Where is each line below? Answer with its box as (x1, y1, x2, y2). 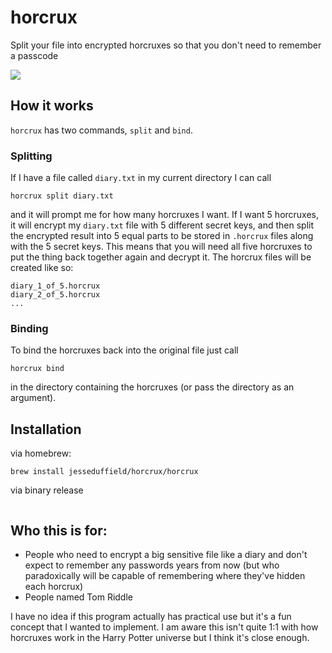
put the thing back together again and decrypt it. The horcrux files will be (10, 251, 312, 263)
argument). (10, 392, 57, 404)
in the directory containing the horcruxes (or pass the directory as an (10, 381, 295, 393)
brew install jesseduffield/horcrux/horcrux (10, 467, 199, 477)
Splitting (10, 149, 53, 163)
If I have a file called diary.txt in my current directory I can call (10, 172, 272, 184)
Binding (10, 321, 49, 335)
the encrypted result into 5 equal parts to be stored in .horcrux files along (10, 230, 314, 242)
